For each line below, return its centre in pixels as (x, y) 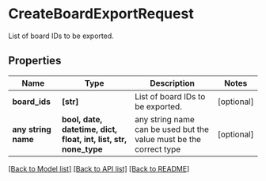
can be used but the (172, 129)
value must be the (168, 139)
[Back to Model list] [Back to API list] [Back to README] (99, 168)
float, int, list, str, (95, 139)
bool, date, (82, 119)
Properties (35, 61)
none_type (82, 149)
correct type (158, 149)
